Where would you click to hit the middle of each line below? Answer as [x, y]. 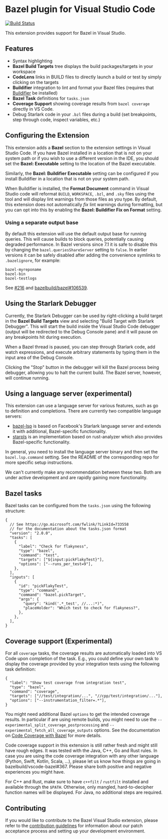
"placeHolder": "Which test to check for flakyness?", [82, 608]
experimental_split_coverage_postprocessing [52, 725]
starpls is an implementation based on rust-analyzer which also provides [88, 437]
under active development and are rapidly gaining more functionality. [76, 478]
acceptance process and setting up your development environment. [75, 831]
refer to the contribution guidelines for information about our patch [74, 825]
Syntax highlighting [32, 61]
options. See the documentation [127, 730]
